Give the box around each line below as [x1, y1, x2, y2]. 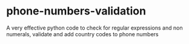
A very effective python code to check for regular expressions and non [6, 24, 183, 31]
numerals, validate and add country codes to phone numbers [6, 30, 159, 37]
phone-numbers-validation [6, 4, 147, 18]
